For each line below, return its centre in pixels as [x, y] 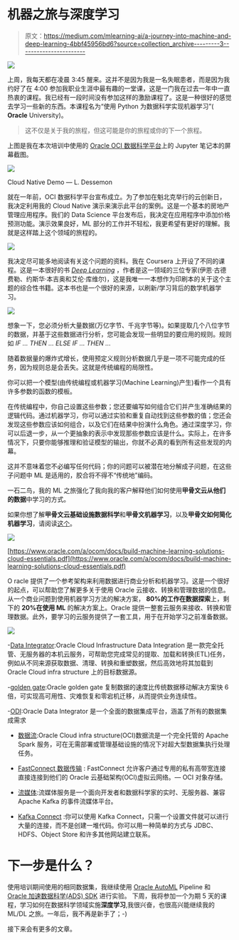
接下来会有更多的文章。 [42, 929]
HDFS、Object [39, 834]
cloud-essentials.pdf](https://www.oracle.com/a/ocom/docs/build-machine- [119, 558]
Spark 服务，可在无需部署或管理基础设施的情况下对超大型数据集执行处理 [124, 744]
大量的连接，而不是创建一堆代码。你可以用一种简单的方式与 [105, 825]
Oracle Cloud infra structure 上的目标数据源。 [74, 672]
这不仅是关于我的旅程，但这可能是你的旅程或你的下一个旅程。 [115, 130]
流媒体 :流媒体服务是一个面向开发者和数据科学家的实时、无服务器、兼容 [121, 792]
